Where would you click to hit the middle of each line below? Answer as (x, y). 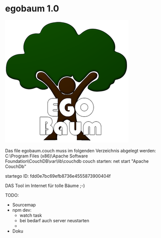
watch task (31, 215)
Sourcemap (24, 205)
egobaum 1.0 (32, 9)
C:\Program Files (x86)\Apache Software (47, 156)
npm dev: (22, 210)
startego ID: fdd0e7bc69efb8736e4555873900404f (58, 176)
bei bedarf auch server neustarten (54, 220)
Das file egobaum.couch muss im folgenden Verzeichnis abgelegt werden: (80, 150)
